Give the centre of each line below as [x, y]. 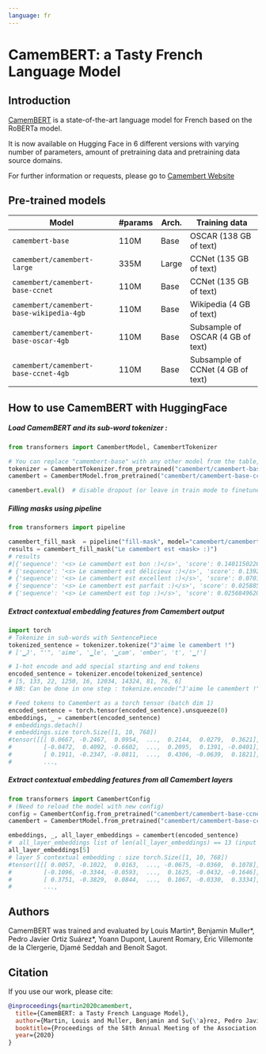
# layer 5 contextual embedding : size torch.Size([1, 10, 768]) [118, 857]
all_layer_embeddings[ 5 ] [49, 850]
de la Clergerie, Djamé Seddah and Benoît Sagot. [88, 948]
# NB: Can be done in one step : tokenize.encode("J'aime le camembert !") [136, 689]
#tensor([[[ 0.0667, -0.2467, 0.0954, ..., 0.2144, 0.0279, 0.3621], [134, 740]
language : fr [30, 15]
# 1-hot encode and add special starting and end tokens [104, 667]
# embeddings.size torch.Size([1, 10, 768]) [83, 732]
